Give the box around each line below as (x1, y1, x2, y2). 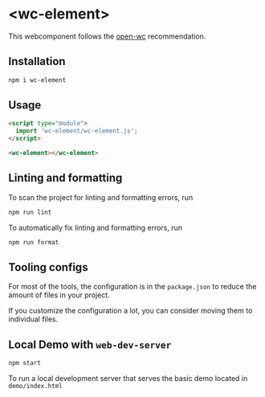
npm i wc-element (8, 76, 67, 84)
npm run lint (8, 208, 52, 216)
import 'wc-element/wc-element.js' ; (15, 127, 138, 135)
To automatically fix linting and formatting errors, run (8, 223, 183, 232)
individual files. (8, 314, 59, 324)
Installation (8, 55, 66, 68)
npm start (8, 359, 42, 367)
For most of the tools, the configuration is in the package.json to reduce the (8, 282, 257, 292)
